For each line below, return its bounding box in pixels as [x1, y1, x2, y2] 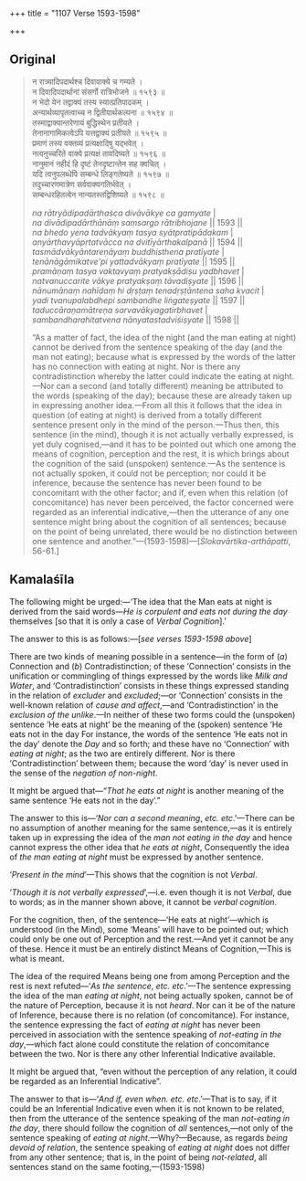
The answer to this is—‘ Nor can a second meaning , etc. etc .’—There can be [9, 812, 295, 823]
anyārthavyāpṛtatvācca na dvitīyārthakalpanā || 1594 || [31, 237, 244, 248]
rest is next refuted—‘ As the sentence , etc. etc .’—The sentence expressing [9, 980, 291, 991]
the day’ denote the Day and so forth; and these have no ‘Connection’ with [9, 738, 290, 749]
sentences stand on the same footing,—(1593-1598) [9, 1161, 206, 1172]
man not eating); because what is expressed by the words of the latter [31, 351, 297, 362]
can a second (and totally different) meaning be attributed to [56, 380, 284, 391]
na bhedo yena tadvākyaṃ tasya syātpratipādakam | [31, 227, 234, 237]
